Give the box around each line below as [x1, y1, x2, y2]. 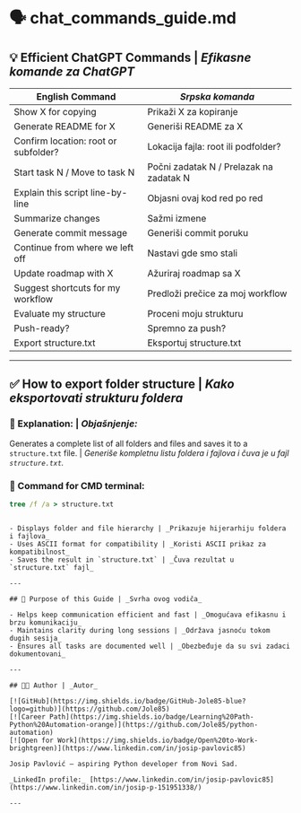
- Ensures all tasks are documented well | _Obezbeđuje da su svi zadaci [9, 642, 291, 651]
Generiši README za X [147, 120, 244, 132]
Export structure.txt [13, 337, 96, 349]
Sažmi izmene [147, 213, 207, 224]
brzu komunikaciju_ [9, 617, 82, 627]
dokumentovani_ [9, 649, 66, 659]
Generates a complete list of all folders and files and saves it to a [9, 438, 248, 449]
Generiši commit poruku [147, 227, 249, 239]
